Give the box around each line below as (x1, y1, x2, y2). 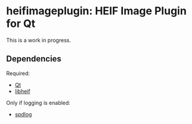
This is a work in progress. (6, 36, 72, 44)
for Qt (6, 17, 36, 30)
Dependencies (6, 54, 61, 64)
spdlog (14, 110, 32, 117)
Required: (6, 70, 30, 77)
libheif (14, 88, 31, 95)
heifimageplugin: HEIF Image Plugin (6, 4, 187, 18)
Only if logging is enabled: (6, 99, 70, 106)
